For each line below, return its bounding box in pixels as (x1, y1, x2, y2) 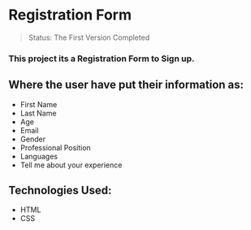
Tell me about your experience (19, 160, 123, 170)
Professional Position (19, 142, 91, 152)
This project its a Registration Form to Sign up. (8, 53, 195, 64)
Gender (19, 134, 46, 144)
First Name (19, 99, 58, 109)
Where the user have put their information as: (8, 78, 245, 92)
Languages (19, 151, 58, 161)
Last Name (19, 108, 57, 118)
